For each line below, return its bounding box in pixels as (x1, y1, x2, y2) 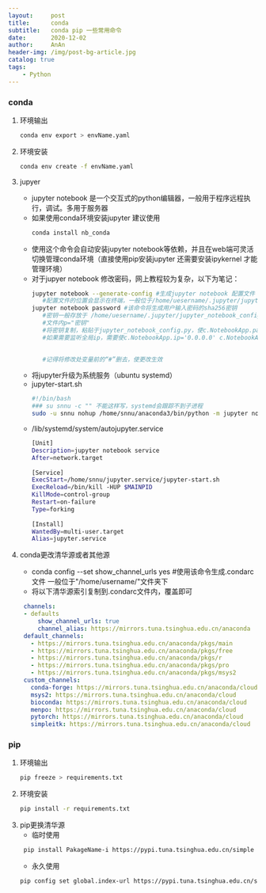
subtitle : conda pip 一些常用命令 (8, 26, 122, 34)
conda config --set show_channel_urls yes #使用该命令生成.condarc (31, 567, 255, 576)
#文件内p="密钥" (42, 319, 90, 327)
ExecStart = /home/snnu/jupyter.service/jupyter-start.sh (31, 476, 220, 484)
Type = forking (31, 505, 75, 513)
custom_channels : (23, 676, 81, 685)
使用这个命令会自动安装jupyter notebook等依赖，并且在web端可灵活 (31, 244, 254, 253)
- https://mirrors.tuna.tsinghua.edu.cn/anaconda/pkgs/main (30, 639, 234, 648)
